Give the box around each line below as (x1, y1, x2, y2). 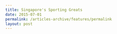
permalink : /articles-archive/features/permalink (5, 16, 112, 21)
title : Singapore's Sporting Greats (5, 7, 83, 12)
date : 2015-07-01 (5, 12, 42, 17)
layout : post (5, 21, 33, 26)
